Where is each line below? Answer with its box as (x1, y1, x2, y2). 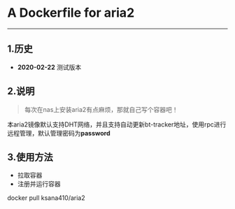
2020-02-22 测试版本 (17, 63, 82, 71)
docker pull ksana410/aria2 (7, 194, 85, 202)
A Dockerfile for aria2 (7, 5, 135, 21)
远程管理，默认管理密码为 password (7, 129, 111, 137)
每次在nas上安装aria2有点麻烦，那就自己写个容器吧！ (24, 105, 178, 113)
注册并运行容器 (17, 180, 61, 188)
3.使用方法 (7, 151, 54, 163)
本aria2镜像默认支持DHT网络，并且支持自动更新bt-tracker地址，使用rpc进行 (7, 120, 227, 129)
